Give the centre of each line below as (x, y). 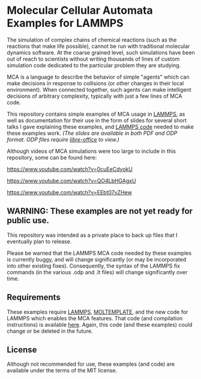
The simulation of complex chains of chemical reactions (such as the (92, 40)
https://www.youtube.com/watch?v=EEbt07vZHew (70, 192)
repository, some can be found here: (52, 157)
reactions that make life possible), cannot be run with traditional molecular (98, 46)
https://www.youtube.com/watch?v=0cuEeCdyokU (70, 169)
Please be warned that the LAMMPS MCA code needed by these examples (99, 253)
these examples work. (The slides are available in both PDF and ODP (92, 133)
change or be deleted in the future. (50, 331)
